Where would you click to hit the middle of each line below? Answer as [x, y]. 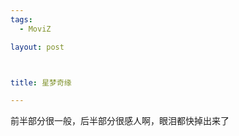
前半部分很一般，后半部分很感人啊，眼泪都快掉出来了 [120, 121]
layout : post [37, 47]
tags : [21, 19]
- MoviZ [35, 29]
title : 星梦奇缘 [41, 82]
